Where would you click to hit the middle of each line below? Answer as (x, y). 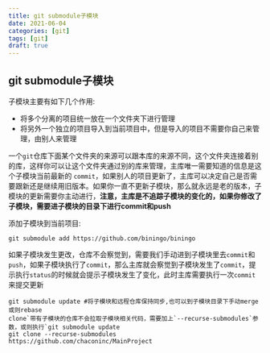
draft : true (28, 46)
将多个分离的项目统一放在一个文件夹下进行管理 (97, 118)
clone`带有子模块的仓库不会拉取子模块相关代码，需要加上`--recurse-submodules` (131, 318)
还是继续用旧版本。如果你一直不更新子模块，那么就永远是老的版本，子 (145, 185)
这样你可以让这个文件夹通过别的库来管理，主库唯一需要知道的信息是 (142, 165)
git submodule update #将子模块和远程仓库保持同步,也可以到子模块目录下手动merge (133, 301)
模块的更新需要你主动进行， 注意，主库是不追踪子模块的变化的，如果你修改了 (135, 196)
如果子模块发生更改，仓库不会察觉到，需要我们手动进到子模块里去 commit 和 (132, 254)
